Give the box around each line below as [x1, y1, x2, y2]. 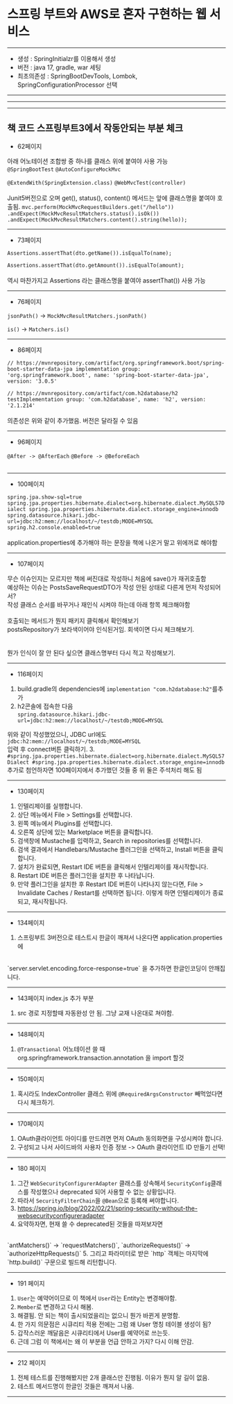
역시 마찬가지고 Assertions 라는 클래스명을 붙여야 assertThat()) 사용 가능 [7, 276, 206, 285]
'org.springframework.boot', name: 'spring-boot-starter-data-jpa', [7, 371, 209, 378]
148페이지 [17, 1030, 45, 1038]
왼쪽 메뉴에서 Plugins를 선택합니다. [17, 819, 113, 827]
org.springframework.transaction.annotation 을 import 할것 [17, 1053, 184, 1062]
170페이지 [17, 1119, 44, 1128]
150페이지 [17, 1074, 45, 1083]
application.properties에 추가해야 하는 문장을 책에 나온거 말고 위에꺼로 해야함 [7, 538, 218, 546]
